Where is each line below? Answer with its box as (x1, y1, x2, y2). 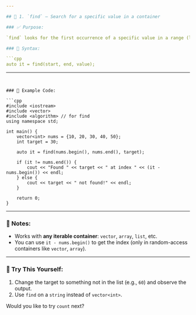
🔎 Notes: (6, 220, 31, 228)
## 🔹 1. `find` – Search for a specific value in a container (6, 13, 160, 19)
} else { (16, 175, 38, 181)
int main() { (6, 129, 38, 135)
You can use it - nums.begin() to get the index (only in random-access (14, 239, 188, 246)
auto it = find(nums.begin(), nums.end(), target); (16, 149, 145, 155)
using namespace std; (6, 118, 59, 125)
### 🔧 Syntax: (6, 45, 41, 52)
